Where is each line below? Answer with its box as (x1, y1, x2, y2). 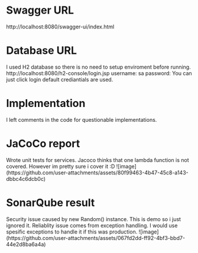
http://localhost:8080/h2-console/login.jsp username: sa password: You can (6, 69, 192, 77)
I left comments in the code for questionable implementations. (6, 116, 157, 123)
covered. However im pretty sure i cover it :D (6, 163, 115, 170)
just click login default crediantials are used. (6, 76, 113, 83)
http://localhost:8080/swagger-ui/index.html (6, 23, 115, 30)
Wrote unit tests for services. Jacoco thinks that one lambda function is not (6, 156, 189, 163)
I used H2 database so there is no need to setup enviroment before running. (6, 63, 191, 70)
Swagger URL (6, 4, 74, 17)
